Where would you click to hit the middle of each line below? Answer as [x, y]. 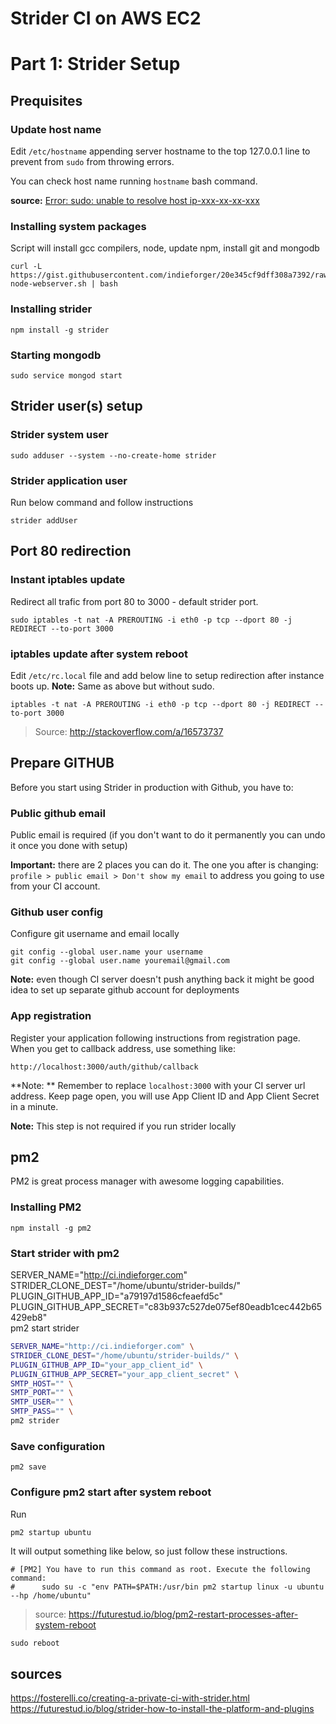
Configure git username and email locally [95, 934]
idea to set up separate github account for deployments [125, 990]
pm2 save [28, 1467]
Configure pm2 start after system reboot [111, 1492]
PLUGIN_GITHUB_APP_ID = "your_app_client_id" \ [106, 1365]
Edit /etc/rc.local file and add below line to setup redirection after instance [167, 675]
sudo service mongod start [66, 375]
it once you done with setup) [69, 846]
